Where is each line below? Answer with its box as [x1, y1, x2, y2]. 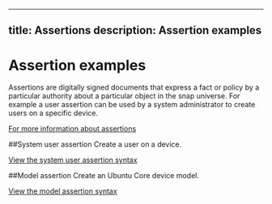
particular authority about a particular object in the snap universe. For [8, 91, 240, 101]
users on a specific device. [8, 108, 99, 118]
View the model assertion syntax [8, 186, 117, 196]
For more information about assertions [8, 124, 137, 134]
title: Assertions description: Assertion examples [8, 23, 262, 37]
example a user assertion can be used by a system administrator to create [8, 100, 256, 110]
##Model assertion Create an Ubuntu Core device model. [8, 171, 200, 181]
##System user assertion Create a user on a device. [8, 139, 182, 149]
